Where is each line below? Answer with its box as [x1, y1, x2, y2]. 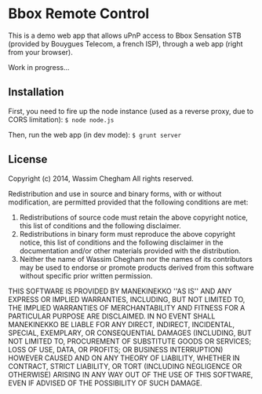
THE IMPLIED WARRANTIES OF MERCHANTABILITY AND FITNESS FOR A [8, 303, 246, 312]
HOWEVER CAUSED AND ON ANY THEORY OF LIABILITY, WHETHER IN [8, 353, 241, 363]
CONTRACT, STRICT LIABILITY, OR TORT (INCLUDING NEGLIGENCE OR [8, 361, 242, 370]
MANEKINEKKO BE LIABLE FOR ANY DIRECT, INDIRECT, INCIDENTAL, [8, 319, 235, 329]
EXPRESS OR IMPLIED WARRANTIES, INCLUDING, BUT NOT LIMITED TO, [8, 294, 246, 304]
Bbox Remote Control [8, 5, 150, 23]
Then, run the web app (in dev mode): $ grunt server [8, 130, 182, 139]
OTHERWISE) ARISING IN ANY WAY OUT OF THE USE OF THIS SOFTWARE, [8, 370, 253, 379]
